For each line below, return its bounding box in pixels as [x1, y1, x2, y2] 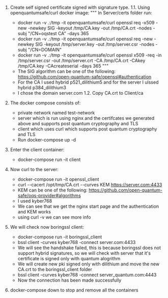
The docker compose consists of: [10, 100, 81, 106]
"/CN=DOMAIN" [27, 47, 62, 52]
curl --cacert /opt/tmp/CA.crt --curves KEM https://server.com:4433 [17, 182, 162, 187]
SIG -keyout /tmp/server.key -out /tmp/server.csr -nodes [35, 41, 154, 47]
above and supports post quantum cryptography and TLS [17, 121, 138, 126]
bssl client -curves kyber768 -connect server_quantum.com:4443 [17, 272, 157, 278]
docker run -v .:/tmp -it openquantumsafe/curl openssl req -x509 [17, 20, 155, 25]
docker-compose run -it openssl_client [17, 176, 99, 182]
